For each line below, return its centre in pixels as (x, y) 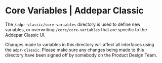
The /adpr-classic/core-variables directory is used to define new (73, 24)
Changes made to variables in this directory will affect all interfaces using (80, 44)
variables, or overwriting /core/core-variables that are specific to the (76, 29)
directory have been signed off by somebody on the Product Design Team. (81, 55)
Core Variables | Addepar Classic (75, 11)
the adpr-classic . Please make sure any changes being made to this (75, 50)
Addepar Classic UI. (25, 35)
